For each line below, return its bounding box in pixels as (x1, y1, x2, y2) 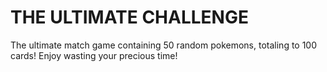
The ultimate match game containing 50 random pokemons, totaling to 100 (10, 39, 318, 51)
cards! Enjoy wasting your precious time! (10, 49, 178, 61)
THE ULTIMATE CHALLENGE (10, 6, 249, 29)
